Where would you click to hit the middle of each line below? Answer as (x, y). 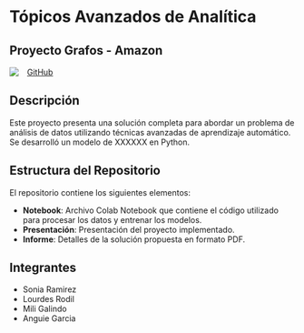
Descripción (44, 101)
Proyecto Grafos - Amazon (86, 50)
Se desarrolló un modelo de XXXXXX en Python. (100, 142)
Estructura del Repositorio (85, 171)
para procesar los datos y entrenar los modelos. (112, 219)
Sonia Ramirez (49, 289)
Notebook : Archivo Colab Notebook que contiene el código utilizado (151, 210)
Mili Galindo (44, 309)
